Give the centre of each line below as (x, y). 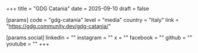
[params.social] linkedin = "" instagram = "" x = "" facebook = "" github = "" (99, 37)
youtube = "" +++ (28, 44)
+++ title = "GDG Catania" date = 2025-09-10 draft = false (78, 9)
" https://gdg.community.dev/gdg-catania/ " (59, 26)
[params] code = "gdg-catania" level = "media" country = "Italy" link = (93, 20)
